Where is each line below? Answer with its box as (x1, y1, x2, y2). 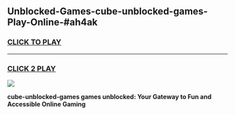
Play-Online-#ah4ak (7, 17, 98, 29)
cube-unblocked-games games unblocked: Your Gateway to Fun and (7, 92, 212, 100)
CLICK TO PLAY (7, 38, 62, 47)
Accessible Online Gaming (7, 100, 86, 108)
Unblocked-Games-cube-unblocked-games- (7, 6, 208, 17)
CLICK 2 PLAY (7, 63, 56, 73)
